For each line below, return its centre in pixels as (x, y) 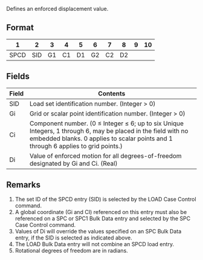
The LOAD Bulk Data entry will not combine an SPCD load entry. (94, 244)
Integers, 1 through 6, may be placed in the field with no (109, 131)
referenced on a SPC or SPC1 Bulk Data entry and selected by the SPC (103, 219)
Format (20, 28)
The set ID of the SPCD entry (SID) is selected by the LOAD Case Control (105, 200)
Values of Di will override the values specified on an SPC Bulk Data (98, 232)
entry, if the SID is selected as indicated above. (73, 238)
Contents (112, 93)
